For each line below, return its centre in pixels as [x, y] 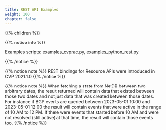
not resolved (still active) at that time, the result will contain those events [79, 118]
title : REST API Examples [32, 10]
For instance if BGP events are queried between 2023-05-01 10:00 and [78, 102]
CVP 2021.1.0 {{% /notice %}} [35, 77]
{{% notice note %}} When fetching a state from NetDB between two [75, 86]
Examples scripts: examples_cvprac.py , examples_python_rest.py [72, 52]
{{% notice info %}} [25, 43]
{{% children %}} [23, 33]
